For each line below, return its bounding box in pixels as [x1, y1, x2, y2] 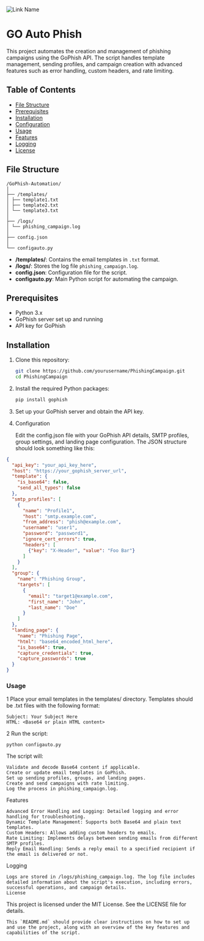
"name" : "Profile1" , [22, 507, 75, 514]
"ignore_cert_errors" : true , [22, 536, 97, 542]
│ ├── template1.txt [6, 197, 59, 203]
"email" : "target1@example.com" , [28, 593, 114, 599]
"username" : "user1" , [22, 524, 78, 531]
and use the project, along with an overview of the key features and [6, 924, 190, 931]
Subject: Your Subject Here [6, 714, 78, 720]
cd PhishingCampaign [15, 374, 68, 380]
